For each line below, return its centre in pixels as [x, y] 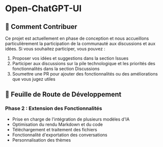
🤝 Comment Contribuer [41, 27]
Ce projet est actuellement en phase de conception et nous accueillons [77, 38]
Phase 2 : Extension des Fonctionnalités [54, 108]
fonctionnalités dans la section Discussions [56, 69]
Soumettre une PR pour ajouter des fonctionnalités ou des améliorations [85, 74]
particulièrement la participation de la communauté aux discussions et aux [80, 44]
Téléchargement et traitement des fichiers [54, 129]
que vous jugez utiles [34, 79]
